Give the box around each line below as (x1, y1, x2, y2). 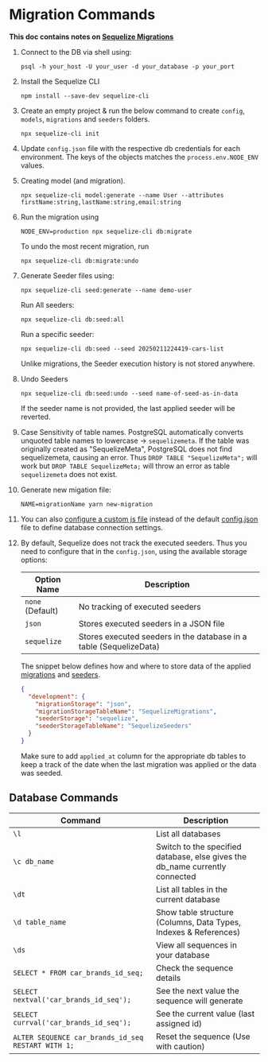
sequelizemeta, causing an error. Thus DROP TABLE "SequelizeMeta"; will (20, 452, 258, 462)
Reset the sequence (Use (155, 1031, 251, 1042)
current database (155, 893, 221, 905)
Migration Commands (9, 6, 156, 24)
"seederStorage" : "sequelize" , (35, 715, 139, 723)
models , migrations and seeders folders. (20, 114, 150, 124)
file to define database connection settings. (20, 522, 164, 532)
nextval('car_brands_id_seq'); (13, 995, 132, 1004)
